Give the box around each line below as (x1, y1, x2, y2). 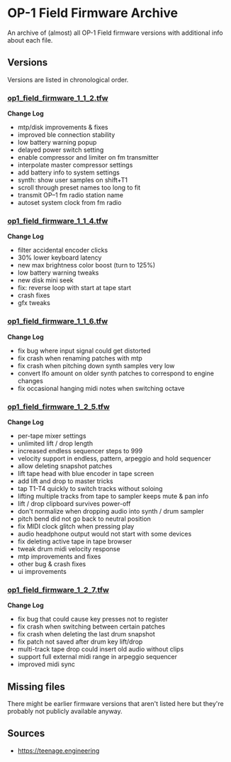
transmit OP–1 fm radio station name (17, 191, 124, 199)
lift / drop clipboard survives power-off (17, 499, 131, 508)
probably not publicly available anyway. (7, 707, 123, 716)
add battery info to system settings (17, 168, 120, 177)
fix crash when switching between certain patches (17, 622, 165, 631)
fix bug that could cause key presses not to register (17, 615, 169, 624)
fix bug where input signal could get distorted (17, 346, 151, 355)
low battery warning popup (17, 138, 97, 147)
